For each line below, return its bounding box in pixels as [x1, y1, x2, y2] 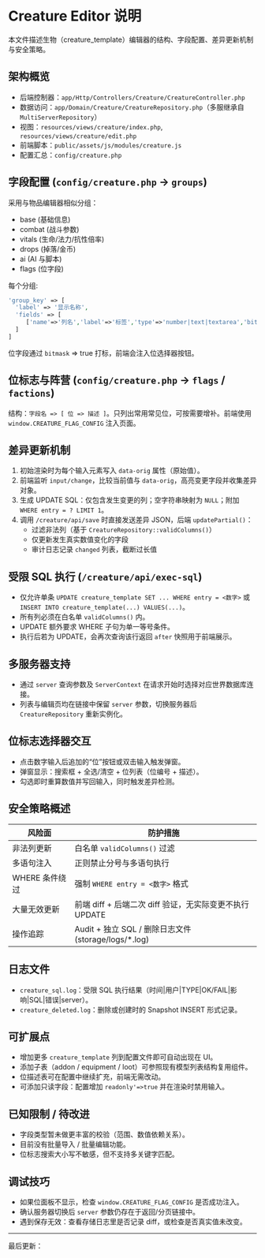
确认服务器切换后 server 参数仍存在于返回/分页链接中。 [19, 1207, 200, 1216]
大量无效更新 [12, 904, 61, 915]
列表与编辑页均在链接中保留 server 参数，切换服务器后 [19, 700, 197, 709]
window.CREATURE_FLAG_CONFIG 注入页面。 [8, 418, 140, 427]
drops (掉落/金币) [19, 244, 77, 253]
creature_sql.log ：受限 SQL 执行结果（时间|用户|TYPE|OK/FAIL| [19, 985, 231, 995]
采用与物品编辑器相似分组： [8, 198, 99, 207]
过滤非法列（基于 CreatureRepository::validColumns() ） [31, 525, 216, 535]
